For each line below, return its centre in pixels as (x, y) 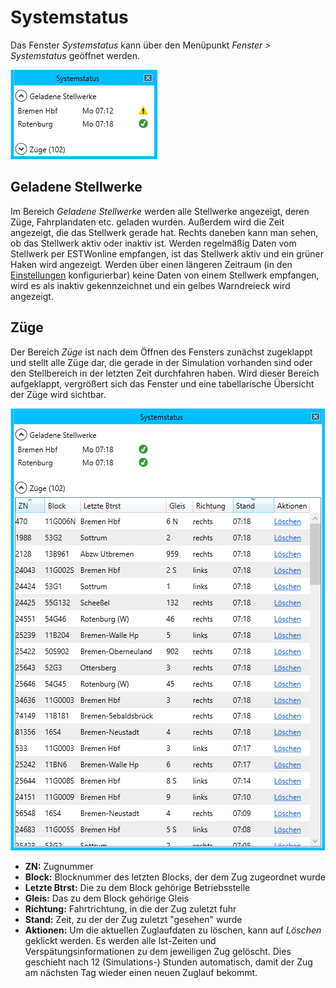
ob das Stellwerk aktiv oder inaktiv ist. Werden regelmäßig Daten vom (153, 243)
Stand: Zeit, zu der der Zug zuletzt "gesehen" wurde (133, 919)
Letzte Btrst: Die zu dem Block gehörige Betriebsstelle (137, 887)
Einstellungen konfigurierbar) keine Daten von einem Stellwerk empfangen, (165, 275)
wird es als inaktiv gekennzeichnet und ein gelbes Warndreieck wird (150, 285)
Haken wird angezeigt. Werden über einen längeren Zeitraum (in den (151, 264)
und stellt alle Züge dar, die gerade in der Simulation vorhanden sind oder (161, 362)
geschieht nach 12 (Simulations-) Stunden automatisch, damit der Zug (168, 962)
